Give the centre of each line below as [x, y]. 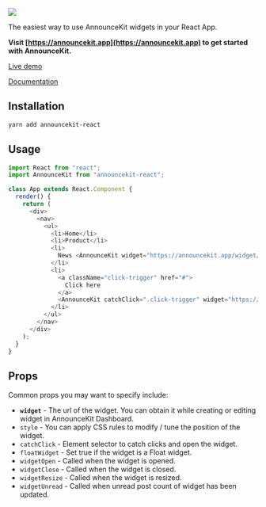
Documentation [33, 82]
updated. [34, 494]
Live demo [25, 66]
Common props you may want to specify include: [88, 395]
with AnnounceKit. [40, 51]
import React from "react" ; [55, 168]
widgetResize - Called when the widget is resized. [101, 478]
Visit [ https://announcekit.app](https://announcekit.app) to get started [128, 42]
